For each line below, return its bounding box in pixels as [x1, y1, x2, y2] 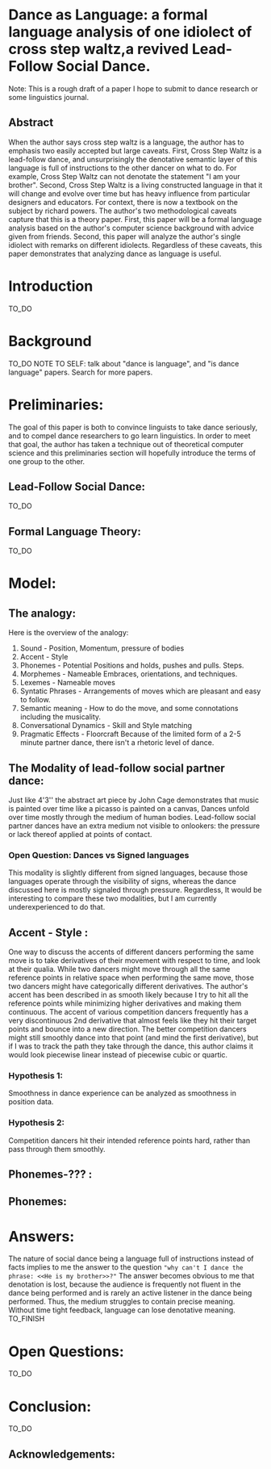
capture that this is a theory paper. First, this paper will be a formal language [8, 214, 262, 224]
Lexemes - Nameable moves [19, 678, 115, 688]
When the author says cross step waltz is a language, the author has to [8, 137, 244, 147]
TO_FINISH [8, 1314, 45, 1324]
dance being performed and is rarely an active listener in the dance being [8, 1288, 252, 1298]
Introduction [8, 277, 94, 295]
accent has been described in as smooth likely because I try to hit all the [8, 990, 248, 1000]
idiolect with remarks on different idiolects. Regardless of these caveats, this [8, 240, 262, 249]
